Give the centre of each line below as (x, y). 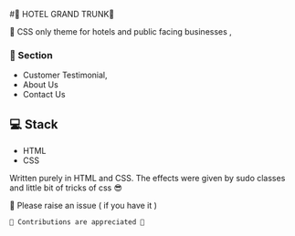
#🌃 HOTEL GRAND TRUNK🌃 (62, 14)
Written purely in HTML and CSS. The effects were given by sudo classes (147, 179)
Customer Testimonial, (65, 75)
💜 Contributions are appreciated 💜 (77, 222)
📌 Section (31, 55)
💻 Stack (34, 124)
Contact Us (44, 95)
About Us (41, 85)
